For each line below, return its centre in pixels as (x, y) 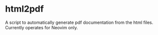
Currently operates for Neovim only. (41, 27)
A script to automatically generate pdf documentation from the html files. (79, 22)
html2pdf (24, 9)
